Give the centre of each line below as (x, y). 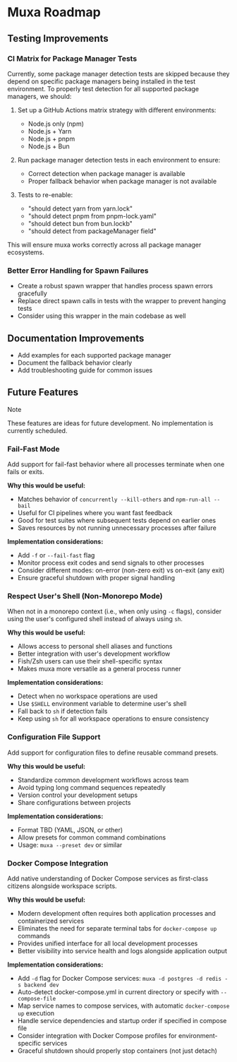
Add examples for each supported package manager (94, 355)
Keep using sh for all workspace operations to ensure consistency (113, 719)
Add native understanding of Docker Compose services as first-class (108, 878)
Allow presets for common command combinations (92, 837)
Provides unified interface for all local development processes (108, 943)
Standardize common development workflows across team (103, 780)
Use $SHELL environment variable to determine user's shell (102, 704)
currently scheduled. (37, 430)
